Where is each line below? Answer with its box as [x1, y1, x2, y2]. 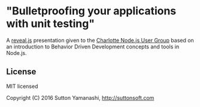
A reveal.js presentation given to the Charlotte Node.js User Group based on [6, 36, 195, 44]
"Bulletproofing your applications [6, 4, 177, 18]
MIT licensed [6, 82, 38, 90]
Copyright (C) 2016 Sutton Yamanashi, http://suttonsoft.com [6, 94, 154, 101]
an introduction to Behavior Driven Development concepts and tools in [6, 43, 180, 50]
